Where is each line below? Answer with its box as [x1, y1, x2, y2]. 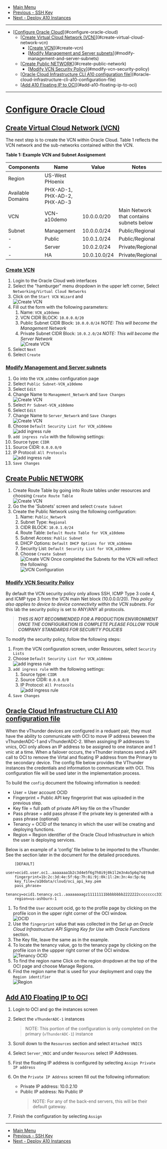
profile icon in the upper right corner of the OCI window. [12, 910, 128, 916]
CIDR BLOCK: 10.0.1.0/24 [20, 525, 74, 530]
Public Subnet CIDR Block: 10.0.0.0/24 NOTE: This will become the [20, 320, 158, 326]
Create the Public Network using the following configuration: [12, 509, 137, 515]
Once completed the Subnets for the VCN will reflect [51, 556, 158, 562]
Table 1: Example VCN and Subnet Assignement [5, 152, 106, 158]
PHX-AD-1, [44, 186, 73, 193]
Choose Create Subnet [20, 551, 66, 557]
